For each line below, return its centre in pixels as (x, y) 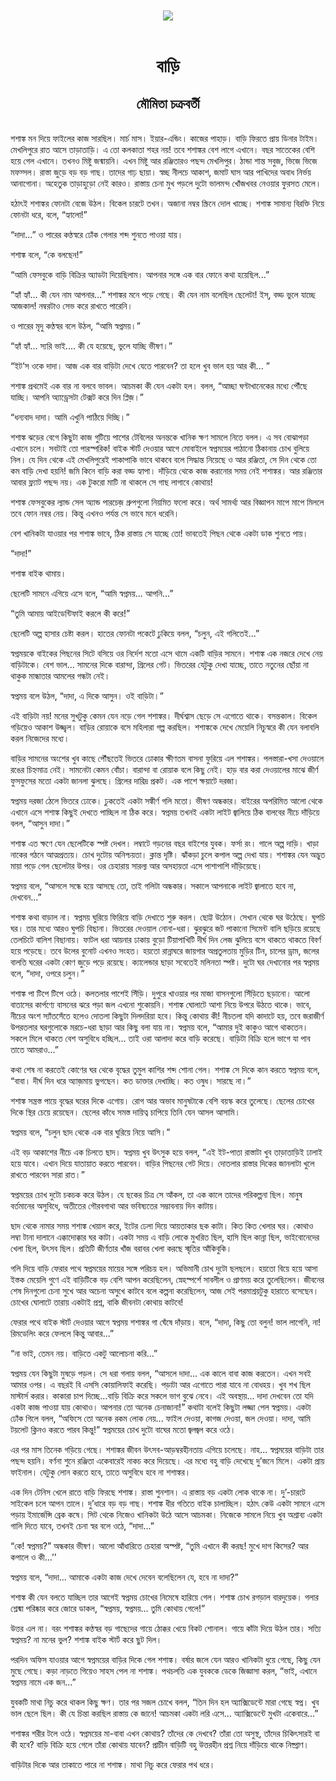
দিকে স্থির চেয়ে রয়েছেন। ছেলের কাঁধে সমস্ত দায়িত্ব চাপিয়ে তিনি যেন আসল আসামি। (125, 1112)
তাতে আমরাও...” (34, 1050)
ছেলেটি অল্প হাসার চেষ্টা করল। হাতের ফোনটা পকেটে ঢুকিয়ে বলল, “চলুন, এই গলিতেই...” (135, 634)
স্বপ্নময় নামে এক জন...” (43, 1682)
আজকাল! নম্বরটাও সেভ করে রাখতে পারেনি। (71, 306)
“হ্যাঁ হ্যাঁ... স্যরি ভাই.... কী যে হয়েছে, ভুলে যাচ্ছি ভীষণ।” (91, 346)
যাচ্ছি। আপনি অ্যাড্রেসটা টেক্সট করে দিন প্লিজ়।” (77, 397)
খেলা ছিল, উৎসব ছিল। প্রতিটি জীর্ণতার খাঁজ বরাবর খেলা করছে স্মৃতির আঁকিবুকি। (121, 1249)
